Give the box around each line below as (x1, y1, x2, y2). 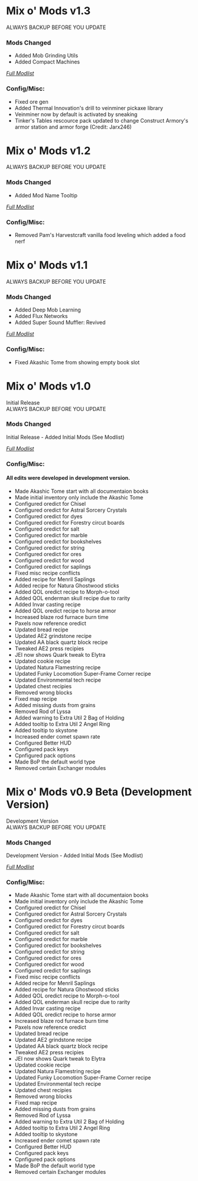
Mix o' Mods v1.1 (6, 259, 88, 272)
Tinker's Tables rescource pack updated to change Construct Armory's (14, 117, 189, 124)
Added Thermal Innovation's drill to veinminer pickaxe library (14, 104, 164, 111)
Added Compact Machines (14, 58, 80, 66)
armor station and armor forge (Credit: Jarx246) (14, 123, 132, 130)
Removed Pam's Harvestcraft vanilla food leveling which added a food (14, 232, 186, 239)
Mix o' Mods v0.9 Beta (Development (6, 785, 192, 799)
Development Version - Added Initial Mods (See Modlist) (6, 852, 144, 859)
